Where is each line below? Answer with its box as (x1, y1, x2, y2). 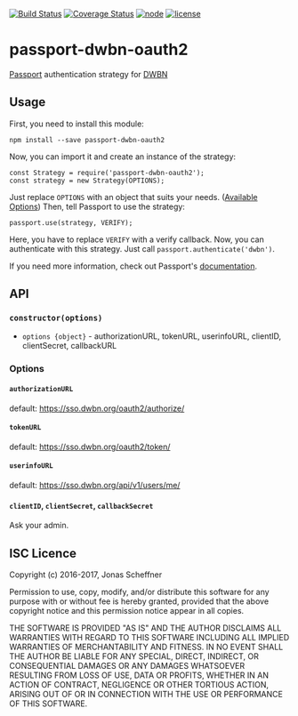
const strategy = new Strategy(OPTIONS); (9, 176, 165, 185)
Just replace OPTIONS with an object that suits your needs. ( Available (9, 191, 258, 202)
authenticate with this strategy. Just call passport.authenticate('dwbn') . (9, 243, 276, 253)
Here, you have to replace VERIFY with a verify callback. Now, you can (9, 234, 264, 245)
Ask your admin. (9, 520, 69, 531)
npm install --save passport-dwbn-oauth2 (9, 135, 165, 144)
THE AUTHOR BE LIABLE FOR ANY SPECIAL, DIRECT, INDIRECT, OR (9, 650, 260, 662)
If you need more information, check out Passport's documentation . (9, 261, 258, 271)
